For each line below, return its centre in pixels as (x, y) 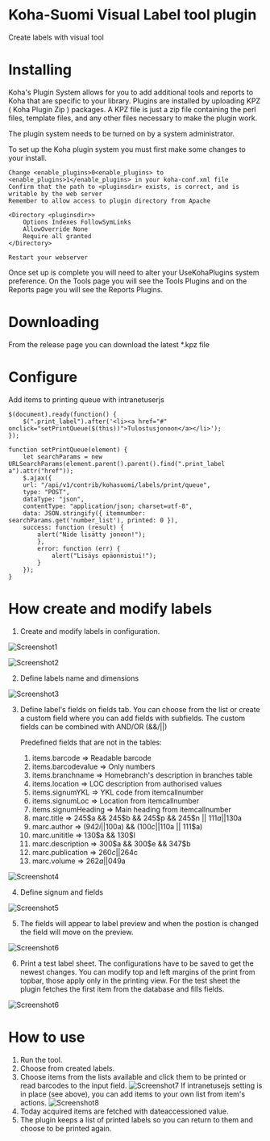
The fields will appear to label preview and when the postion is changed (139, 923)
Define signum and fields (61, 892)
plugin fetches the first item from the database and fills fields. (122, 989)
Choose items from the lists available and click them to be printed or (133, 1076)
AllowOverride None (56, 229)
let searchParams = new (63, 457)
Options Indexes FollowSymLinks (77, 222)
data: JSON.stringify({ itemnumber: (85, 513)
